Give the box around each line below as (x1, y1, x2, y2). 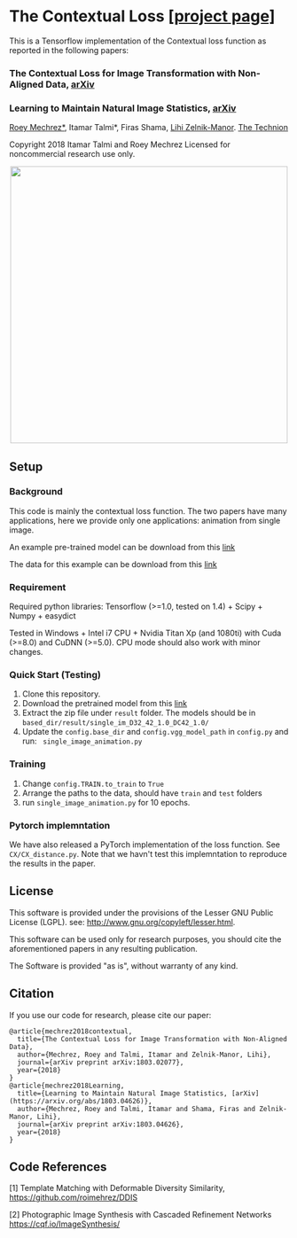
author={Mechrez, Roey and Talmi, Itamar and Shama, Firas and (17, 1104, 255, 1113)
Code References (9, 1159, 107, 1175)
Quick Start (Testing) (9, 669, 102, 681)
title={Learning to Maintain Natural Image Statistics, (17, 1088, 228, 1098)
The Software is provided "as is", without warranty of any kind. (9, 960, 238, 971)
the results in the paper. (9, 858, 96, 869)
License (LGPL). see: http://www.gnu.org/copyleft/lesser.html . (9, 916, 236, 927)
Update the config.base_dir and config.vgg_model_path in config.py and (21, 727, 289, 737)
